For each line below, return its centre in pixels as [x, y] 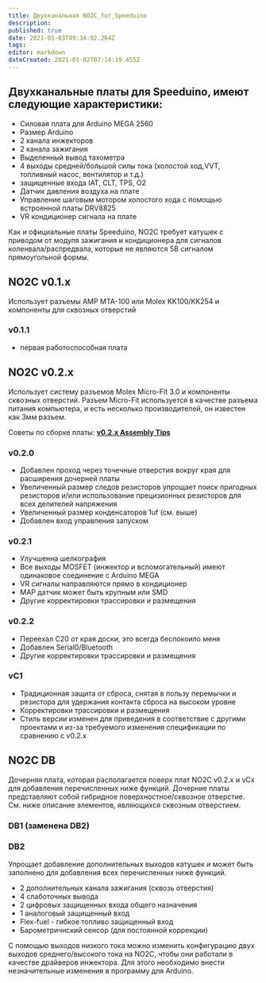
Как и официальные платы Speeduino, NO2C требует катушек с [116, 232]
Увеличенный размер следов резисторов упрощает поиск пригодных [138, 487]
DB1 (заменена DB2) [49, 825]
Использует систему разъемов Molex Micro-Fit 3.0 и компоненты [119, 391]
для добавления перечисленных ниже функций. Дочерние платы [119, 788]
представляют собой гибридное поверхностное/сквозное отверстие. [127, 796]
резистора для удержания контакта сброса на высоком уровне [128, 702]
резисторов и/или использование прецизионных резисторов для [130, 495]
